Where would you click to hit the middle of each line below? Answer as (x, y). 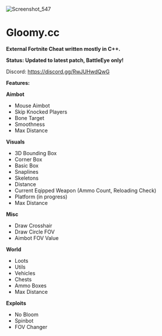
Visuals (15, 142)
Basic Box (27, 165)
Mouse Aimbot (32, 105)
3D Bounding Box (36, 153)
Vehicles (25, 273)
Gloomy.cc (33, 33)
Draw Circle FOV (35, 232)
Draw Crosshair (33, 225)
